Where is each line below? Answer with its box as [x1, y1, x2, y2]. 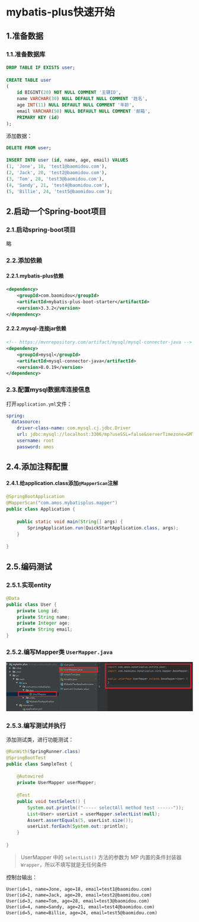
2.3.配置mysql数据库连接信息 [6, 385, 91, 394]
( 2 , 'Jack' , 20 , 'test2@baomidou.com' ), [6, 170, 108, 176]
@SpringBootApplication [6, 494, 65, 500]
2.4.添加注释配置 [6, 462, 68, 472]
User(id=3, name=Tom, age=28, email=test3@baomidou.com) [6, 898, 150, 904]
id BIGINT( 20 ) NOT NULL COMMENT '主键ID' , [17, 89, 121, 95]
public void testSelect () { [17, 798, 86, 804]
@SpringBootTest [6, 754, 46, 761]
